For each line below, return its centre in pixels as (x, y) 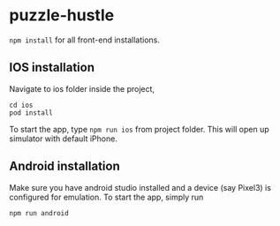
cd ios (21, 105)
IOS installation (52, 68)
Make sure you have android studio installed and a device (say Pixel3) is (140, 187)
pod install (31, 113)
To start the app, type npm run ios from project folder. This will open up (139, 129)
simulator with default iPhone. (63, 139)
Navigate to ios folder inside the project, (82, 88)
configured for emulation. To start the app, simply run (106, 197)
